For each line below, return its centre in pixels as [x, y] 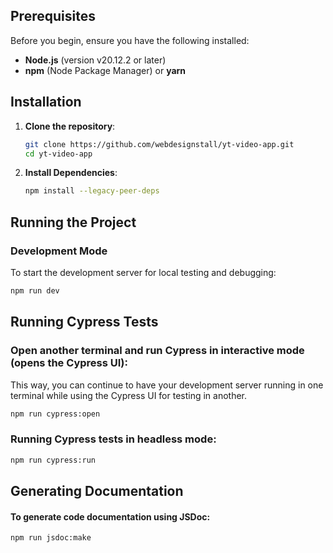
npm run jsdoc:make [51, 538]
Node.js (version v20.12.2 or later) [95, 60]
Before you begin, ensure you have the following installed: [130, 40]
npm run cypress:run [53, 460]
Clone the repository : [70, 126]
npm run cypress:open [55, 414]
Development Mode [59, 251]
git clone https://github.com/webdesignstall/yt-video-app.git [159, 144]
